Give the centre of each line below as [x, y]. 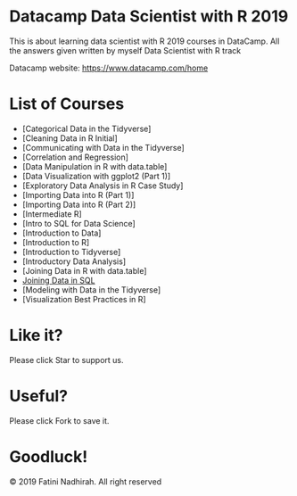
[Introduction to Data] [62, 233]
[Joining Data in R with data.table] [84, 270]
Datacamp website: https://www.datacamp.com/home [109, 68]
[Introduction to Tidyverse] [71, 252]
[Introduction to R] [56, 242]
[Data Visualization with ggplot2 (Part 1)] [96, 176]
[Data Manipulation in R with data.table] [95, 166]
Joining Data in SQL [58, 280]
